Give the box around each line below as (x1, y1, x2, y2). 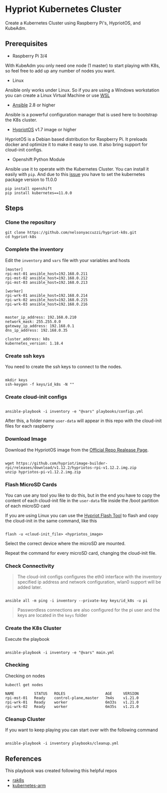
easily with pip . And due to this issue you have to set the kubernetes (5, 171, 145, 177)
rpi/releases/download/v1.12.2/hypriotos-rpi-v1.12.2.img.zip (5, 465, 137, 470)
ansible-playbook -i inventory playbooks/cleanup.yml (5, 741, 119, 746)
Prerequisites (5, 40, 48, 48)
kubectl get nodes (5, 682, 43, 687)
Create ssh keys (5, 352, 45, 359)
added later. (17, 584, 42, 590)
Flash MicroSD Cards (5, 481, 57, 488)
